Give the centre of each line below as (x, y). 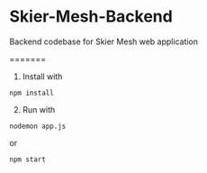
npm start (28, 159)
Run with (39, 109)
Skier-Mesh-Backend (91, 17)
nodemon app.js (38, 126)
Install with (42, 76)
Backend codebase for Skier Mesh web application (104, 41)
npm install (31, 93)
